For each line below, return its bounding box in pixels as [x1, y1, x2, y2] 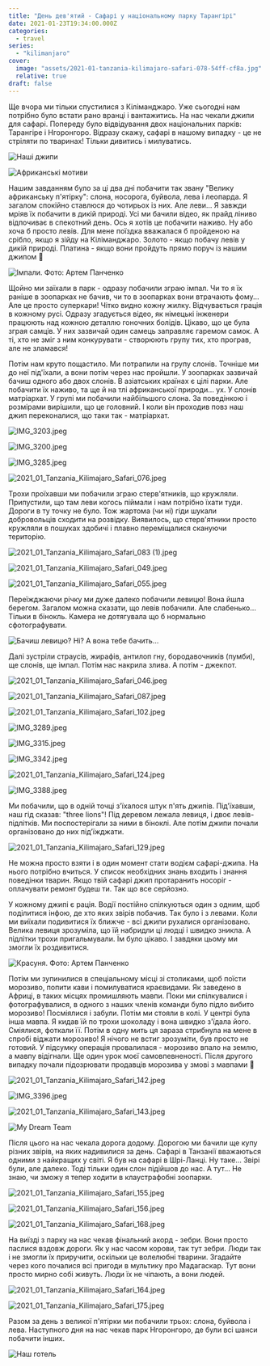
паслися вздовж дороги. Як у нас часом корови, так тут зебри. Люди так [8, 1243, 261, 1253]
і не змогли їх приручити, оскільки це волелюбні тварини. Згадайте [8, 1252, 242, 1262]
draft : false [8, 79, 53, 87]
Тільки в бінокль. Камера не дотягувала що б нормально [8, 611, 206, 621]
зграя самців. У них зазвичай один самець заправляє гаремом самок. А [8, 326, 259, 335]
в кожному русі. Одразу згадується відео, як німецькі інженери [8, 309, 229, 318]
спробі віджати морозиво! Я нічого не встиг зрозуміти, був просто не [8, 1034, 249, 1043]
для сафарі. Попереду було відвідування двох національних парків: [8, 119, 243, 129]
